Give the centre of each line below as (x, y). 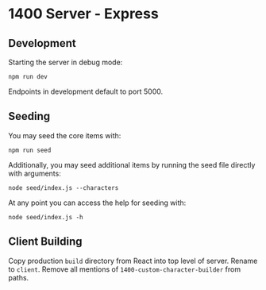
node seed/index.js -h (46, 217)
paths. (19, 277)
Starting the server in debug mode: (66, 62)
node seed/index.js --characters (64, 188)
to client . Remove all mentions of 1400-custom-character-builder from (124, 269)
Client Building (45, 242)
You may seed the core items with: (65, 135)
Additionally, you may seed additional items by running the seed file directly (132, 164)
